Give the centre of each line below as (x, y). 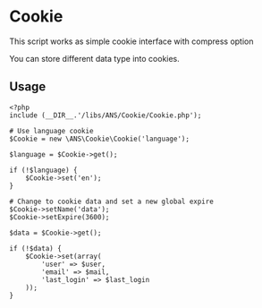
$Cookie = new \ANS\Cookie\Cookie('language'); (100, 139)
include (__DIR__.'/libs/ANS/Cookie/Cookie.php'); (106, 115)
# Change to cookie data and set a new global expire (112, 201)
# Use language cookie (51, 131)
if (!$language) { (43, 170)
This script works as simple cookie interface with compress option (131, 41)
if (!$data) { (36, 248)
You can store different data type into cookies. (95, 58)
